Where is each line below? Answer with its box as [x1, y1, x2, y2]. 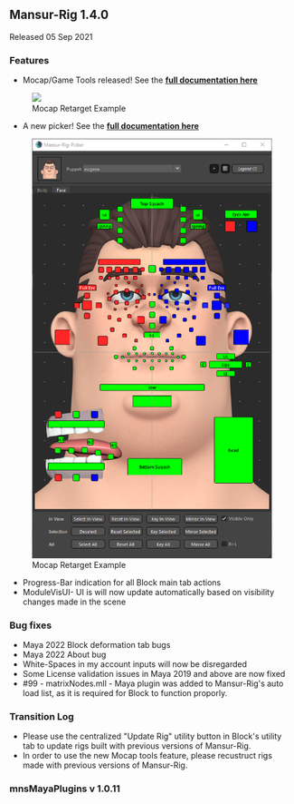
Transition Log [9, 710, 74, 722]
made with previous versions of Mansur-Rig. [22, 760, 188, 770]
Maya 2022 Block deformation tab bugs [22, 640, 171, 651]
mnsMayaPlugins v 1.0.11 [9, 782, 120, 795]
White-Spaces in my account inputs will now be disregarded [22, 659, 247, 670]
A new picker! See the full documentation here [22, 121, 199, 132]
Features [9, 54, 50, 66]
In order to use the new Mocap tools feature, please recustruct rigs [22, 750, 273, 761]
